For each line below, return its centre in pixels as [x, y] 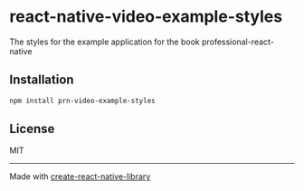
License [32, 129]
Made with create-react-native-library [80, 177]
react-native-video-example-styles [146, 17]
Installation [42, 80]
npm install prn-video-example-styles [82, 100]
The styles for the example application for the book [105, 42]
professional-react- [238, 42]
